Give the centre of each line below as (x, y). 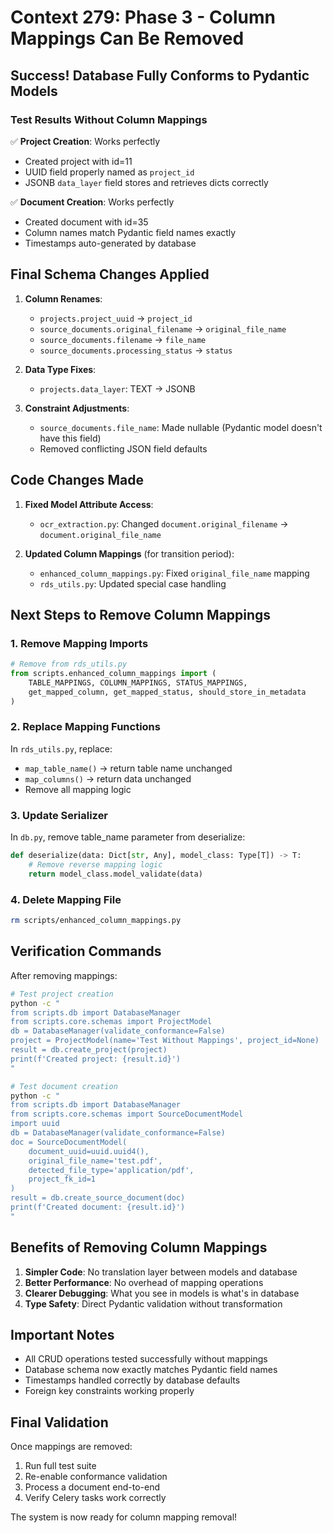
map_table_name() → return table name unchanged (128, 768)
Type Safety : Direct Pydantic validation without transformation (153, 1303)
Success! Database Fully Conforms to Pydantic (160, 75)
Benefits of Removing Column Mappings (139, 1247)
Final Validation (59, 1422)
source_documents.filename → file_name (123, 339)
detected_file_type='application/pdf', (111, 1170)
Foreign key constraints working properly (109, 1391)
